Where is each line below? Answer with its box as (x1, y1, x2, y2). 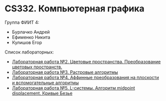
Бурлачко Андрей (11, 29, 50, 35)
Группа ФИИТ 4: (4, 19, 39, 25)
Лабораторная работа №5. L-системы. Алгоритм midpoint (11, 85, 135, 91)
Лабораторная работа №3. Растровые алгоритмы (11, 69, 118, 75)
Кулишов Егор (11, 39, 42, 45)
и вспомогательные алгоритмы (11, 80, 79, 86)
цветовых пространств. (11, 64, 63, 70)
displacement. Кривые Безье (11, 90, 73, 96)
